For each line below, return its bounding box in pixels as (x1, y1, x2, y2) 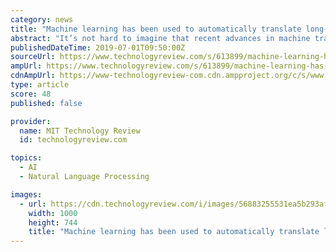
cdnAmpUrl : (10, 71, 56, 81)
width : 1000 (28, 208, 78, 218)
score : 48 (10, 89, 52, 99)
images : (10, 189, 43, 200)
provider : (10, 116, 52, 126)
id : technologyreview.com (19, 135, 128, 145)
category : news (10, 14, 74, 25)
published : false (10, 98, 83, 108)
